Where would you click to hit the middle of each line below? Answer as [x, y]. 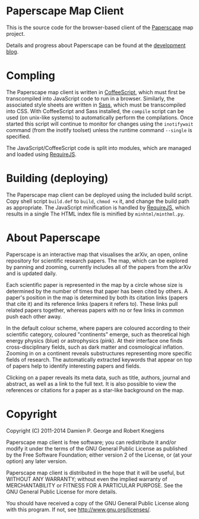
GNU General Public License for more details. [62, 492]
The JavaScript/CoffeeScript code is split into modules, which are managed [99, 148]
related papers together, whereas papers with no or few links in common [95, 310]
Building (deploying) [57, 178]
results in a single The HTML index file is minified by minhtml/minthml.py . [96, 214]
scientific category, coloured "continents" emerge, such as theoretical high [98, 334]
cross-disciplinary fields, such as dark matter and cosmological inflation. [95, 347]
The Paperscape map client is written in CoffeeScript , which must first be [96, 92]
